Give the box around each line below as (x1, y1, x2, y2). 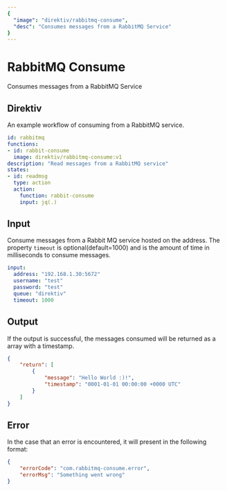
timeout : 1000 (13, 296, 54, 304)
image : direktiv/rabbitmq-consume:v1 (13, 153, 122, 160)
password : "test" (13, 284, 64, 291)
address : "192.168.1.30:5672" (13, 271, 100, 278)
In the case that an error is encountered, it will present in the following (7, 438, 207, 446)
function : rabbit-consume (19, 192, 95, 199)
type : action (13, 180, 51, 187)
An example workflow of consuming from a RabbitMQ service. (7, 121, 185, 129)
